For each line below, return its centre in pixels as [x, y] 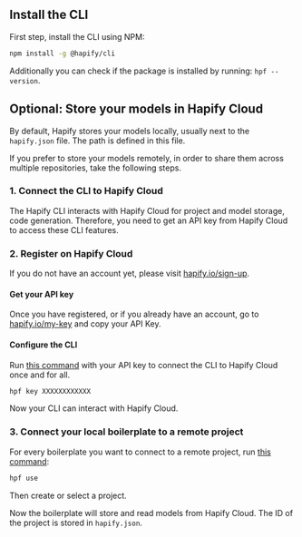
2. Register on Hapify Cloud [71, 253]
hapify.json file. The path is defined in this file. [97, 141]
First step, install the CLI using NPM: [77, 36]
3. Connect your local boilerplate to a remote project [127, 432]
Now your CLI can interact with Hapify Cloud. [94, 408]
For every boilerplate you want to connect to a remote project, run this [141, 452]
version [24, 81]
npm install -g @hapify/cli [63, 54]
